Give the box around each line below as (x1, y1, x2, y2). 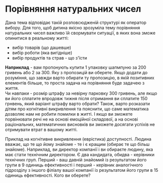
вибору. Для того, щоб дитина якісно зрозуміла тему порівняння (5, 24, 140, 30)
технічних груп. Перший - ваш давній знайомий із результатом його (5, 157, 147, 163)
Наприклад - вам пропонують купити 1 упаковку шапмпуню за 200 (5, 64, 146, 70)
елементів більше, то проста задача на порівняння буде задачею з (5, 80, 145, 86)
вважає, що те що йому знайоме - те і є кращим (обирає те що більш (5, 141, 150, 147)
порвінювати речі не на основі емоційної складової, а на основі (5, 116, 138, 122)
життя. (5, 85, 19, 91)
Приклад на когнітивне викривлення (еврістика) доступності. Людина (5, 136, 152, 142)
